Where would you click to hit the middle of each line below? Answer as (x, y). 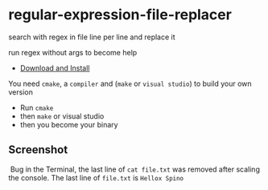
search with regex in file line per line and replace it (92, 37)
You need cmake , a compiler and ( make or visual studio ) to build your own (130, 83)
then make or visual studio (62, 116)
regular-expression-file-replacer (120, 15)
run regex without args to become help (73, 52)
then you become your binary (69, 124)
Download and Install (55, 68)
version (21, 92)
